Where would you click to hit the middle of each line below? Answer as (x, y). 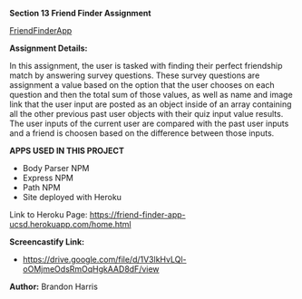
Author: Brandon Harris (54, 286)
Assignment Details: (49, 48)
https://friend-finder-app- (137, 215)
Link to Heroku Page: (49, 215)
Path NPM (41, 188)
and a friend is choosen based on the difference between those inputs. (142, 133)
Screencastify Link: (47, 242)
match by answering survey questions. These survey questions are (135, 75)
